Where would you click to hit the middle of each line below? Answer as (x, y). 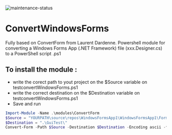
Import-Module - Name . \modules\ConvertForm (52, 113)
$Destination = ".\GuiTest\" (36, 123)
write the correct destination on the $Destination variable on (76, 93)
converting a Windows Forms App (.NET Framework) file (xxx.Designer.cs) (84, 48)
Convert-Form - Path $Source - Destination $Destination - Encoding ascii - (86, 127)
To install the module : (41, 70)
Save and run (27, 104)
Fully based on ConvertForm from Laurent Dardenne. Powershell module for (85, 42)
